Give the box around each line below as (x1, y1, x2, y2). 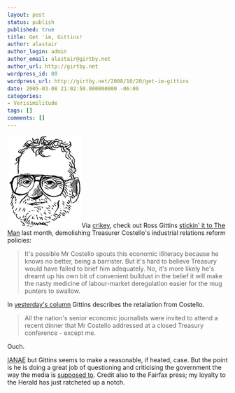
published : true (7, 26, 55, 33)
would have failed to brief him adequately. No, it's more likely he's (24, 264, 215, 273)
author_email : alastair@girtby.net (7, 56, 111, 63)
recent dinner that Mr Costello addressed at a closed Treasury (24, 321, 204, 329)
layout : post (7, 11, 45, 18)
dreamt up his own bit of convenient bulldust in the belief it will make (24, 271, 222, 280)
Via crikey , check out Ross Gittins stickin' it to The (81, 221, 226, 229)
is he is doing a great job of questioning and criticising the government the (7, 363, 222, 371)
